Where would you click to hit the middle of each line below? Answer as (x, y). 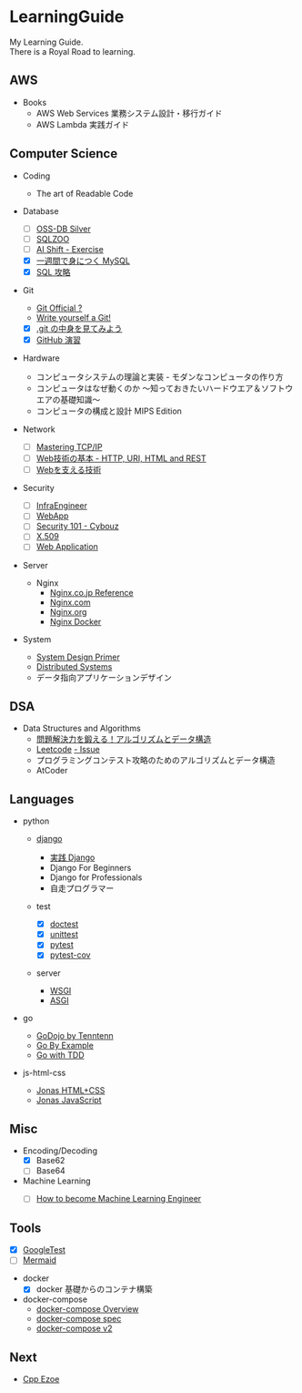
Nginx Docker (75, 621)
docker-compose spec (79, 1319)
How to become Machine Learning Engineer (119, 1199)
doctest (64, 924)
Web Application (67, 547)
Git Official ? (59, 308)
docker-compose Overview (87, 1309)
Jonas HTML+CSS (70, 1091)
